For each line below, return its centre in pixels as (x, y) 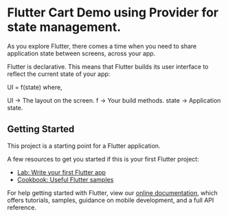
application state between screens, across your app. (81, 53)
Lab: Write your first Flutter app (61, 172)
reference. (22, 207)
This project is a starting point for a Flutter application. (84, 146)
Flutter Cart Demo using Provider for (113, 13)
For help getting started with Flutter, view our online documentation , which (113, 192)
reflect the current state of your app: (59, 74)
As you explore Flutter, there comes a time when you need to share (102, 46)
